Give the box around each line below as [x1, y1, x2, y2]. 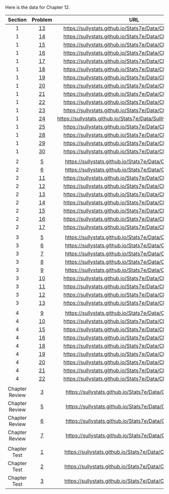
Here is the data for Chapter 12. [5, 5, 70, 10]
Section [8, 16, 27, 23]
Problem [32, 16, 53, 23]
